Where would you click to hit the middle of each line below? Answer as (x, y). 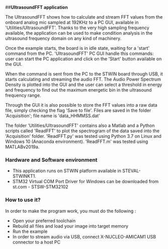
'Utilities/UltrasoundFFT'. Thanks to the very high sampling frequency (77, 28)
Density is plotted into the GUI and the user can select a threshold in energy (84, 85)
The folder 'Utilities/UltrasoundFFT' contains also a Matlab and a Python (80, 126)
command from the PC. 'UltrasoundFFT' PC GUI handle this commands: (79, 53)
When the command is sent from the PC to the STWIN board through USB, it (84, 74)
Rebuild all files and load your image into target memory (70, 226)
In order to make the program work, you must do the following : (71, 211)
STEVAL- (132, 171)
